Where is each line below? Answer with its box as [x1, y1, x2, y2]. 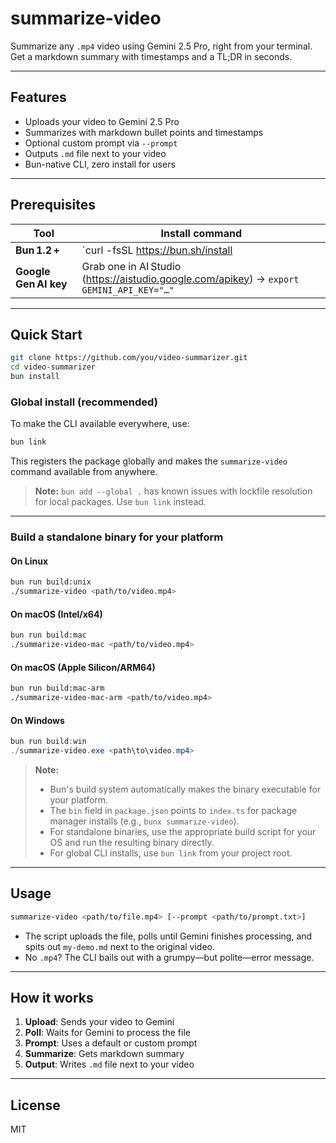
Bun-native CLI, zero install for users [24, 158, 176, 170]
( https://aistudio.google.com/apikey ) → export [81, 272, 300, 286]
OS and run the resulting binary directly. [49, 836, 215, 848]
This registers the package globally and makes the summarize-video [10, 455, 288, 467]
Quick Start [10, 326, 83, 343]
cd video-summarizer [10, 362, 97, 372]
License [10, 1097, 61, 1114]
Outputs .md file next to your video [24, 147, 167, 159]
